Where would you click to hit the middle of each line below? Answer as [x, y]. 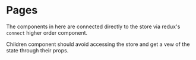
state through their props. [37, 50]
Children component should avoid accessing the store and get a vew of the [98, 44]
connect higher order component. [47, 32]
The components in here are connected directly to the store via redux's [93, 26]
